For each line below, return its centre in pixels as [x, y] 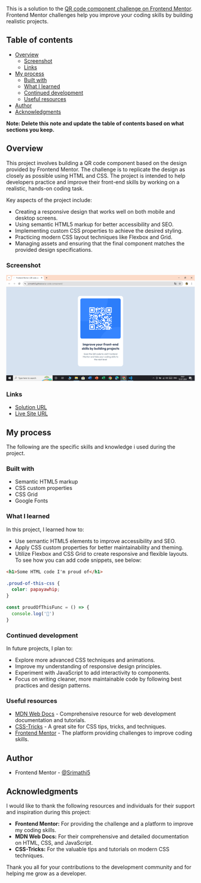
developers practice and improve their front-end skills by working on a [93, 182]
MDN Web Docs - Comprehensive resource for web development [95, 714]
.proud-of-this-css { [33, 583]
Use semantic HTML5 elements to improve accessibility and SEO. [95, 541]
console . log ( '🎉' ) [33, 614]
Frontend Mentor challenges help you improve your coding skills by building [100, 15]
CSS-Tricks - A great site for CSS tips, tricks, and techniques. [90, 727]
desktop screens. [36, 218]
